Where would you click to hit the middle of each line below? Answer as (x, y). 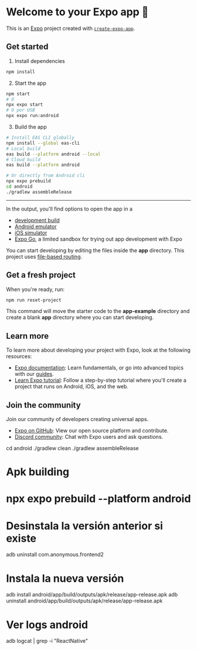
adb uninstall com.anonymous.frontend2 (55, 555)
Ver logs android (47, 624)
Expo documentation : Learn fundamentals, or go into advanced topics (99, 368)
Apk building (38, 472)
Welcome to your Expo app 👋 (77, 12)
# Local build (23, 149)
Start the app (30, 83)
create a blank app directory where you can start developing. (80, 318)
